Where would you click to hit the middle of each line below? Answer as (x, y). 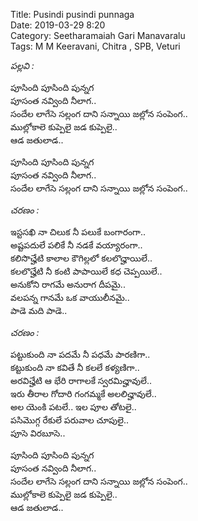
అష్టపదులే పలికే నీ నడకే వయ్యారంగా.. (76, 245)
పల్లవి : (22, 65)
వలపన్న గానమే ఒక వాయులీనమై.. (70, 297)
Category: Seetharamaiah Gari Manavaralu (98, 35)
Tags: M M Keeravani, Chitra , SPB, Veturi (95, 46)
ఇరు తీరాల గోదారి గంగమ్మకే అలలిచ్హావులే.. (83, 393)
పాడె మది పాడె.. (39, 310)
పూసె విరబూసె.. (38, 433)
